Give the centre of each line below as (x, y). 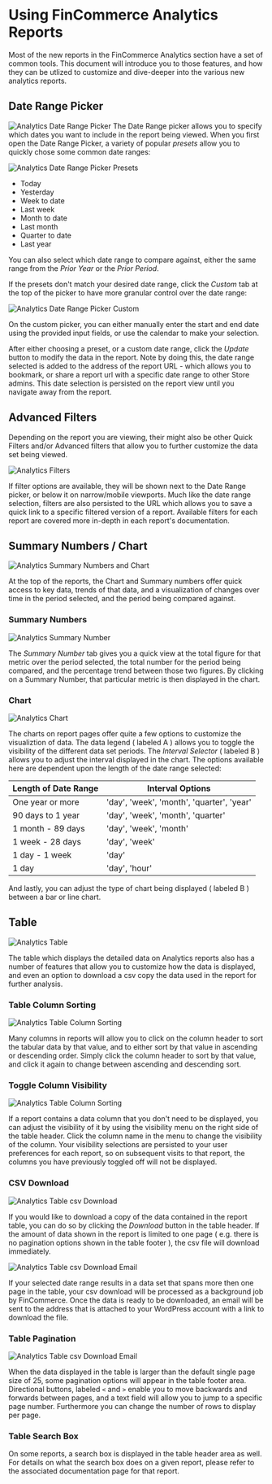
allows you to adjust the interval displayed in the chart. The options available (136, 759)
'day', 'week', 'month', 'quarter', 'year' (179, 801)
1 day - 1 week (42, 854)
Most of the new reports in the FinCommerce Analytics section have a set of (136, 55)
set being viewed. (38, 454)
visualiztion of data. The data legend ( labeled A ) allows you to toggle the (132, 742)
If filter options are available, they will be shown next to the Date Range (127, 486)
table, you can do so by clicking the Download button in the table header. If (134, 1225)
